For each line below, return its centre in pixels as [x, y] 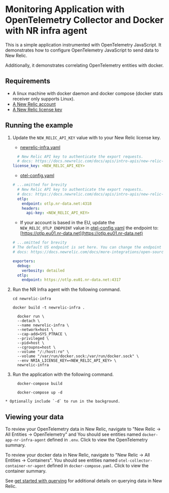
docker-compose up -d [40, 392]
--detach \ [29, 321]
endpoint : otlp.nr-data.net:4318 [57, 204]
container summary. [26, 471]
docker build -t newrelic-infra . [49, 308]
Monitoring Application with [65, 9]
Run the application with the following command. [63, 374]
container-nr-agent [26, 466]
